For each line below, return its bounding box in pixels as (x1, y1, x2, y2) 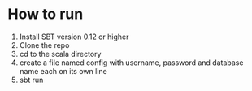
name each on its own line (19, 66, 107, 76)
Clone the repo (19, 40, 70, 50)
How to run (7, 5, 84, 24)
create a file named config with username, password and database (19, 58, 244, 67)
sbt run (19, 75, 44, 84)
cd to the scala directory (19, 49, 102, 58)
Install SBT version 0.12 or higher (19, 32, 129, 41)
